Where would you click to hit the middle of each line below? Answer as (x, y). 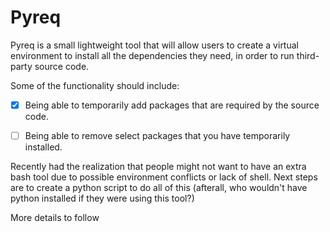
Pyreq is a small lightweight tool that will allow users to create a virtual (154, 45)
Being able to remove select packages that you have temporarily (157, 135)
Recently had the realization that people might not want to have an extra (158, 167)
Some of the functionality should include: (95, 85)
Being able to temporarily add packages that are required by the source (172, 105)
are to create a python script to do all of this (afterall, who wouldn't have (159, 188)
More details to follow (55, 218)
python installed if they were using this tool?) (102, 198)
